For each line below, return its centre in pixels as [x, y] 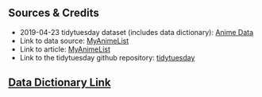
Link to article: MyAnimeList [65, 49]
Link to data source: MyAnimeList [74, 41]
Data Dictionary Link [60, 83]
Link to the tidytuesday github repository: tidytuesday [107, 57]
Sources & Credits [54, 13]
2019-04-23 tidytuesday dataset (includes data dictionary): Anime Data [137, 32]
